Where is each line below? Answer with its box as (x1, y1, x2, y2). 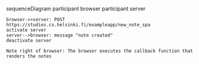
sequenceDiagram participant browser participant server (6, 5, 146, 12)
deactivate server (6, 38, 52, 44)
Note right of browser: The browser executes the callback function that (6, 48, 194, 54)
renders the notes (6, 53, 52, 59)
